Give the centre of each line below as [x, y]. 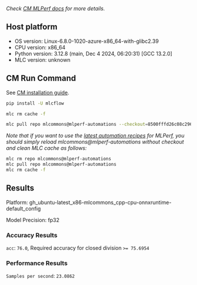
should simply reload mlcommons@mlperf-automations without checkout [95, 142]
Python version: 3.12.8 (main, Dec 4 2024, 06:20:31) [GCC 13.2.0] [94, 53]
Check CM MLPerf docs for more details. [56, 9]
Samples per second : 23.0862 [40, 276]
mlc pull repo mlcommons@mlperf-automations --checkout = [77, 125]
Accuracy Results [32, 235]
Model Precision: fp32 [33, 220]
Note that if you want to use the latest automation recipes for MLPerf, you [95, 136]
